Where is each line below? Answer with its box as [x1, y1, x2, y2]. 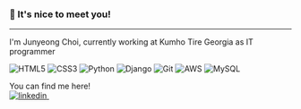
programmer [9, 46, 56, 57]
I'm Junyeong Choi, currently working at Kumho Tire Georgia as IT [9, 37, 254, 47]
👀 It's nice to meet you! [9, 8, 112, 21]
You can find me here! [9, 80, 91, 92]
